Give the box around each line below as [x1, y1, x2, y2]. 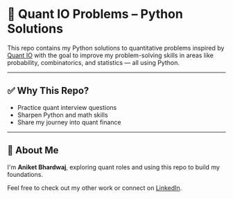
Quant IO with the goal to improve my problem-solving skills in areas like [7, 51, 214, 59]
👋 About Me [7, 144, 59, 156]
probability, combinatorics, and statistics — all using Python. [7, 58, 180, 66]
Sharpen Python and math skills [17, 111, 109, 119]
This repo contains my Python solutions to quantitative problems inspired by [7, 44, 225, 52]
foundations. [7, 170, 44, 178]
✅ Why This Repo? [7, 85, 89, 97]
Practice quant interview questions [17, 103, 117, 111]
